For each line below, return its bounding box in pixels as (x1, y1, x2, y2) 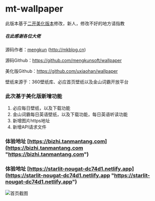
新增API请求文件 (12, 124, 47, 130)
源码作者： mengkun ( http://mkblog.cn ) (5, 46, 86, 53)
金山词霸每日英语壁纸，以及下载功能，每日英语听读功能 (12, 112, 128, 118)
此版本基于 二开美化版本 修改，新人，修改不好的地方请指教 (5, 20, 125, 26)
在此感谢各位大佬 (5, 33, 41, 39)
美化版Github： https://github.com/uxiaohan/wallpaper (5, 68, 118, 74)
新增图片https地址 (12, 118, 50, 124)
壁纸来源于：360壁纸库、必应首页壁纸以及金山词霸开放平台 (5, 79, 129, 85)
